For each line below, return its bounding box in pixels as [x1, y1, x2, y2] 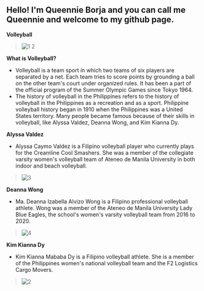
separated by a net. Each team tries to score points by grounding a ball [15, 73, 195, 80]
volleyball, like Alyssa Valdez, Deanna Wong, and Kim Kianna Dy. [15, 118, 179, 126]
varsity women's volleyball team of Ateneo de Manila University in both [15, 155, 195, 163]
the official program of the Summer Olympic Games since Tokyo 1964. [15, 86, 194, 93]
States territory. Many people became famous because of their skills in [15, 112, 195, 119]
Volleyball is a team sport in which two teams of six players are [15, 66, 175, 74]
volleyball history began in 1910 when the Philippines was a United [15, 106, 183, 113]
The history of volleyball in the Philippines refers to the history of [15, 92, 179, 100]
